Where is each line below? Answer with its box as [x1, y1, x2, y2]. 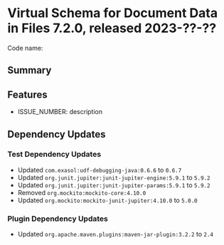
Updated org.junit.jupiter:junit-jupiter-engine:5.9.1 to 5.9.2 [17, 173, 210, 182]
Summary [7, 64, 52, 76]
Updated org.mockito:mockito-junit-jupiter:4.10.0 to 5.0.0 [17, 196, 198, 204]
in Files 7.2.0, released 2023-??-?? [7, 20, 217, 36]
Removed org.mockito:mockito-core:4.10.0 [17, 188, 146, 197]
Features [7, 88, 48, 100]
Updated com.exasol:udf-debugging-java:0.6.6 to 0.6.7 [17, 165, 182, 174]
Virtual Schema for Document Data [7, 5, 218, 21]
